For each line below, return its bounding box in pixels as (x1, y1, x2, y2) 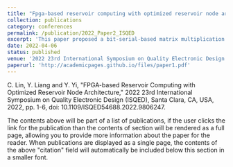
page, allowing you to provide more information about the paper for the (7, 131, 210, 139)
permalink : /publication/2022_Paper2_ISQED (7, 29, 135, 37)
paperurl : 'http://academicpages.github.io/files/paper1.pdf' (7, 62, 191, 69)
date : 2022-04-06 (7, 42, 58, 49)
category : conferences (7, 23, 73, 30)
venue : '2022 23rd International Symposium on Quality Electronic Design (7, 55, 225, 62)
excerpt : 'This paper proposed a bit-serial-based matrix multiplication (7, 36, 225, 43)
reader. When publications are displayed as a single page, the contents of (7, 138, 218, 146)
